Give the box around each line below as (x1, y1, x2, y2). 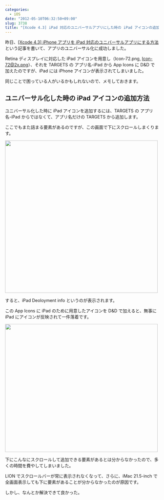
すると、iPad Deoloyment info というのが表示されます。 (5, 297, 117, 303)
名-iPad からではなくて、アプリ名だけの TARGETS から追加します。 (5, 114, 141, 120)
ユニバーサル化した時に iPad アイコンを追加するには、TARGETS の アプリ (5, 108, 153, 114)
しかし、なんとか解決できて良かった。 (5, 489, 82, 495)
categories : (5, 7, 29, 12)
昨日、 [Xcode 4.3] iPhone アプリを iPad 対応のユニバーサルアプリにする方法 (5, 40, 159, 45)
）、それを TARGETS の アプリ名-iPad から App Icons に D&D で (28, 62, 155, 68)
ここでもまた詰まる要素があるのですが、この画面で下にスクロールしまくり (5, 124, 155, 130)
